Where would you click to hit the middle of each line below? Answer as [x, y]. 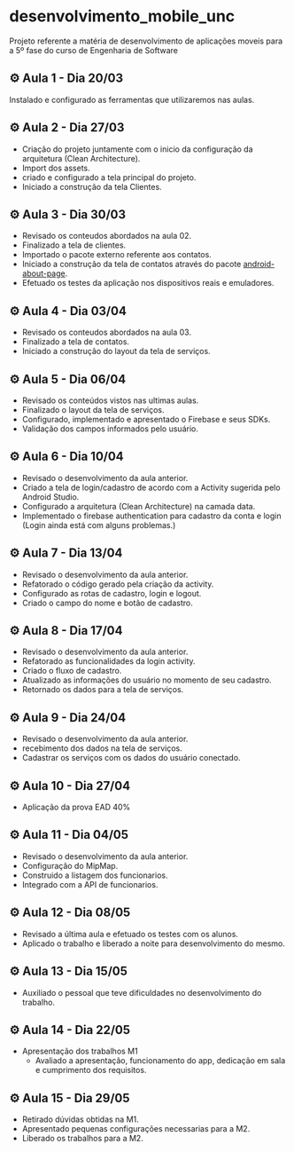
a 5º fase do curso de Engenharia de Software [94, 50]
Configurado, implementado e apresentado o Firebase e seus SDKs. [146, 419]
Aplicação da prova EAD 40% [76, 807]
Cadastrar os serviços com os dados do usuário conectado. [131, 758]
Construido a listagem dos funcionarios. [95, 875]
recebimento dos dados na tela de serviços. [102, 748]
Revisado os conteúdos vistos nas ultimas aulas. [110, 400]
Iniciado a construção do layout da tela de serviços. [116, 351]
